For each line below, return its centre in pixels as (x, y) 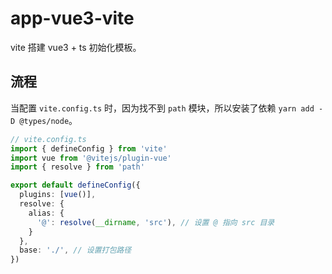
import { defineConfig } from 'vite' (89, 148)
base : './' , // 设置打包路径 (75, 250)
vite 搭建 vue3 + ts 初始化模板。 (76, 47)
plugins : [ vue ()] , (58, 195)
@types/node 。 (48, 120)
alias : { (46, 213)
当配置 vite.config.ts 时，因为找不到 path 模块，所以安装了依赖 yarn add (162, 108)
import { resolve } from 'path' (77, 167)
